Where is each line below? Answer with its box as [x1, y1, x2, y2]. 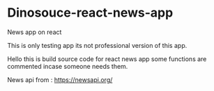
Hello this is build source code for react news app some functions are [7, 54, 207, 63]
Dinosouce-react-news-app [7, 5, 174, 21]
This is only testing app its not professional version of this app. [7, 41, 188, 49]
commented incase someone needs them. [7, 62, 128, 70]
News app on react [7, 28, 62, 36]
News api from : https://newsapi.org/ [7, 75, 113, 84]
